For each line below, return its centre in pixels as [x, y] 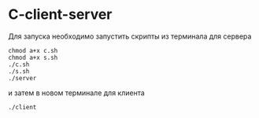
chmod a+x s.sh [33, 57]
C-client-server [60, 15]
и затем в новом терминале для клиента [77, 93]
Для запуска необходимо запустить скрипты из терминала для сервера [130, 36]
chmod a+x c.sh [33, 50]
